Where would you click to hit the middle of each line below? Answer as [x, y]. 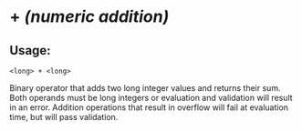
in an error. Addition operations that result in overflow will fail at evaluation [149, 107]
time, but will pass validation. [64, 117]
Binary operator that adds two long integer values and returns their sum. [145, 88]
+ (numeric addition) [89, 17]
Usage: [31, 50]
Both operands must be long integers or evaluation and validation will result [151, 98]
